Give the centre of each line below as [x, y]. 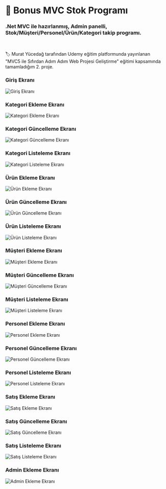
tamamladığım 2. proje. [29, 67]
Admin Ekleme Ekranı [32, 470]
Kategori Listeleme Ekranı [38, 153]
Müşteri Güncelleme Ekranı [40, 275]
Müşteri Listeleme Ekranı [37, 299]
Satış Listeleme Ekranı [33, 446]
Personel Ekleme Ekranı [35, 324]
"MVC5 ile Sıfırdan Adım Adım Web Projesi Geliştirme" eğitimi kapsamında [83, 61]
